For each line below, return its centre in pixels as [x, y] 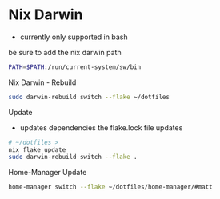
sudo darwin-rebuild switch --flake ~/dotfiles [89, 97]
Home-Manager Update [48, 173]
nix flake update [37, 149]
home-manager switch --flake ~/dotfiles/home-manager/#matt [111, 187]
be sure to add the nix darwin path [65, 52]
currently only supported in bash [74, 37]
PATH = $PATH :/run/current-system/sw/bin [75, 67]
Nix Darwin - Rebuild [42, 82]
